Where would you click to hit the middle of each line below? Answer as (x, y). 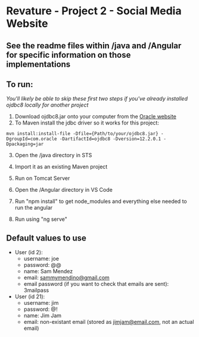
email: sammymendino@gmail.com (67, 277)
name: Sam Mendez (48, 272)
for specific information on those (69, 55)
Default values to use (46, 238)
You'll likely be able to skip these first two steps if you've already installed (97, 99)
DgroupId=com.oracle (32, 139)
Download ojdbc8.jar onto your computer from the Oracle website (96, 117)
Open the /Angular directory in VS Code (64, 190)
